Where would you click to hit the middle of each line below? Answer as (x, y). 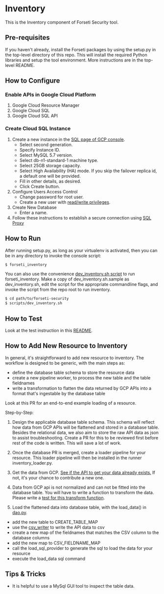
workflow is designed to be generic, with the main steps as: (65, 363)
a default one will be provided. (50, 176)
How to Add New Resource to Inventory (66, 346)
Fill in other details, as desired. (50, 181)
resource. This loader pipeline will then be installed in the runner (77, 458)
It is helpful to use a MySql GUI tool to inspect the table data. (73, 586)
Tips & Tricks (25, 574)
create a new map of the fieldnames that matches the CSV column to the (85, 532)
